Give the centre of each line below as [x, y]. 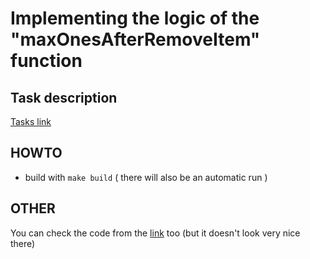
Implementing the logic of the [135, 18]
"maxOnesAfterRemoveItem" [135, 39]
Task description [64, 97]
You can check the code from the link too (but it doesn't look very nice [155, 233]
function [46, 61]
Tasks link [31, 121]
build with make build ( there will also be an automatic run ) [146, 177]
